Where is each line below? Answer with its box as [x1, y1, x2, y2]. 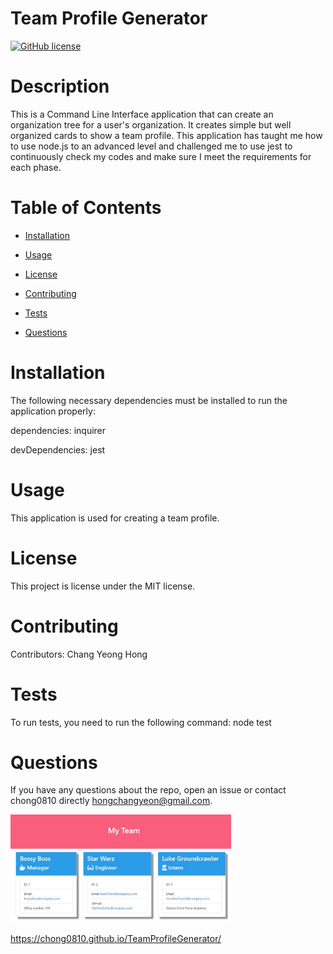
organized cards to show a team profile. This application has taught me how [10, 129, 323, 141]
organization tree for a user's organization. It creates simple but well [10, 118, 292, 131]
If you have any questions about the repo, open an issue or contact [10, 784, 287, 796]
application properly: [10, 405, 96, 417]
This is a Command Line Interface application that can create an [10, 108, 274, 120]
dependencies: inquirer [10, 424, 107, 436]
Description [10, 75, 110, 98]
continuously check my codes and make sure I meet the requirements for [10, 150, 312, 162]
